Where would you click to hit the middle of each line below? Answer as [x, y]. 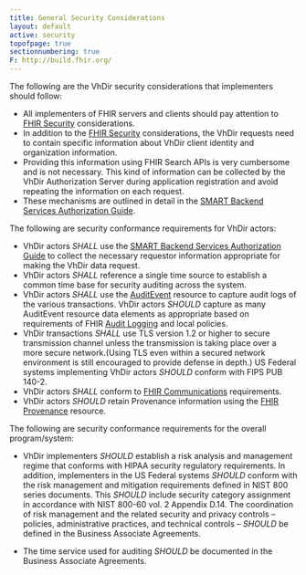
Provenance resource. [64, 411]
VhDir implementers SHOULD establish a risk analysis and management [158, 456]
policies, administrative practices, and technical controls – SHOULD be [156, 524]
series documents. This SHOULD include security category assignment [157, 495]
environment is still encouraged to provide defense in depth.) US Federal [159, 362]
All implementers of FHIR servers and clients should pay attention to [150, 114]
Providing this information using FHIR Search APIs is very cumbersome [156, 162]
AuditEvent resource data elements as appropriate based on [136, 314]
